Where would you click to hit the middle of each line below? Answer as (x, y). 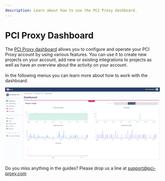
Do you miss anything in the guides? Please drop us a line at (66, 168)
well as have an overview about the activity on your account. (66, 65)
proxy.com (16, 174)
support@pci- (142, 168)
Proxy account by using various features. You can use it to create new (76, 54)
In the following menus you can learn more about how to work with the (77, 75)
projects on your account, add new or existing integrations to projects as (79, 60)
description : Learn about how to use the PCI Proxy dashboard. (71, 10)
